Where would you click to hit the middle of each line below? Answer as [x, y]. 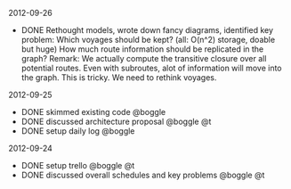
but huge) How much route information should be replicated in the [142, 49]
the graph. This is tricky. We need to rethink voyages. [119, 78]
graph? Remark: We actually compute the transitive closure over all [144, 58]
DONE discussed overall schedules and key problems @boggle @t [143, 175]
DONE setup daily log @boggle [78, 131]
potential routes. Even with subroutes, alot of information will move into [151, 68]
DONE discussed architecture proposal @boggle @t [116, 121]
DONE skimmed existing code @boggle [93, 112]
